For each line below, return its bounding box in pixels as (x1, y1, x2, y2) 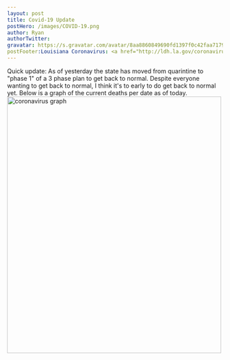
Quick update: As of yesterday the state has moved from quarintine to (7, 66, 204, 75)
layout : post (7, 10, 44, 17)
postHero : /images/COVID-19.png (7, 23, 99, 29)
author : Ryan (7, 29, 44, 36)
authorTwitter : (7, 36, 51, 42)
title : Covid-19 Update (7, 16, 75, 23)
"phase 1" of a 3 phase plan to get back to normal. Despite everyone (7, 74, 200, 82)
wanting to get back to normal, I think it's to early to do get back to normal (7, 81, 216, 90)
